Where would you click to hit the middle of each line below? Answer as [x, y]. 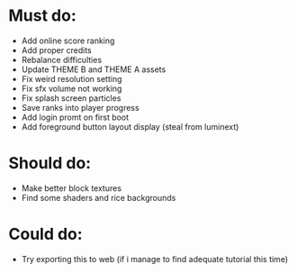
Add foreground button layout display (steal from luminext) [130, 126]
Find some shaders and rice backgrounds [99, 197]
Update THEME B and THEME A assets [94, 69]
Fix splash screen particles [71, 98]
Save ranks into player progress [81, 107]
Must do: [43, 16]
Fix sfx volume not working [72, 88]
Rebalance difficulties [62, 59]
